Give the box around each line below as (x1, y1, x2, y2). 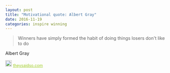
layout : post (5, 7, 33, 13)
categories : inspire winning (5, 21, 67, 27)
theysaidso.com (13, 63, 43, 68)
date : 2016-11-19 (5, 17, 42, 22)
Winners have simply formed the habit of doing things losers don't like (17, 35, 165, 41)
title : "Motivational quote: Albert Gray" (5, 12, 97, 17)
